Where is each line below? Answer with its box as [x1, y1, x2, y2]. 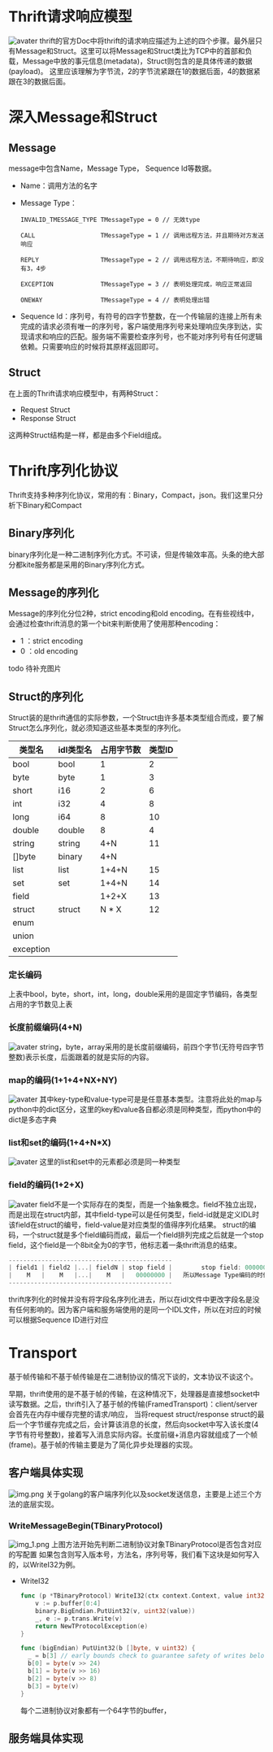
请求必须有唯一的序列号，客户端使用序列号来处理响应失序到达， [41, 321, 256, 331]
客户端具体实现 [8, 1466, 84, 1480]
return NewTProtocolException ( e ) [35, 1622, 149, 1630]
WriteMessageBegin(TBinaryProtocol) [8, 1519, 163, 1531]
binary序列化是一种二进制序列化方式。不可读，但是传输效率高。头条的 [8, 550, 244, 559]
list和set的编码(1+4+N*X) [8, 1137, 111, 1148]
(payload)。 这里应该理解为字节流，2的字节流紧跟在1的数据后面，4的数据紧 [8, 66, 262, 76]
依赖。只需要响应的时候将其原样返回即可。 [19, 341, 163, 351]
